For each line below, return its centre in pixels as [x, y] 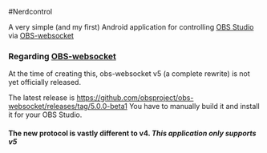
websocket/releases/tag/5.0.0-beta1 [68, 107]
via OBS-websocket [41, 36]
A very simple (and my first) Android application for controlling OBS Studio [131, 27]
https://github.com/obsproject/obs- [135, 98]
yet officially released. [45, 83]
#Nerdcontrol [30, 12]
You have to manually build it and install [194, 107]
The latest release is [42, 98]
